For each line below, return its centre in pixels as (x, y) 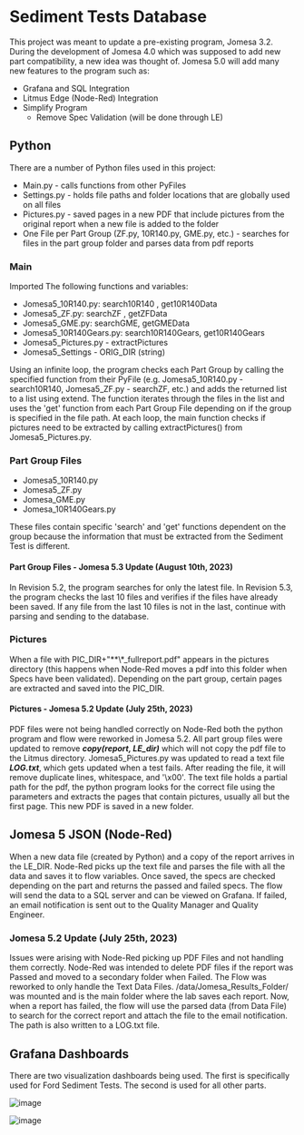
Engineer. (27, 915)
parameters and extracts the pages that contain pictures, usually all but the (150, 797)
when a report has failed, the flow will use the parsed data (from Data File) (148, 1006)
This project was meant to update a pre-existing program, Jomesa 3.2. (142, 42)
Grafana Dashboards (69, 1054)
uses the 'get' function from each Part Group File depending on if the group (151, 408)
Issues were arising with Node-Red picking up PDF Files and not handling (147, 958)
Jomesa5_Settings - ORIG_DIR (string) (94, 352)
